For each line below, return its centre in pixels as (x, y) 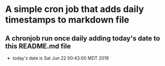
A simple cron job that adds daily (74, 9)
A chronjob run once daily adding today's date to (83, 38)
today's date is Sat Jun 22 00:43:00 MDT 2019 (60, 58)
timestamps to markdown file (67, 20)
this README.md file (38, 46)
